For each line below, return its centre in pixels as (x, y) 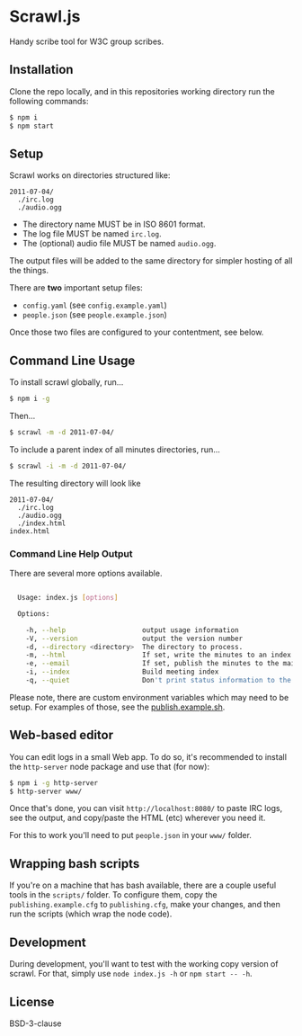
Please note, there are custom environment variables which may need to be (149, 697)
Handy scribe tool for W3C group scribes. (87, 41)
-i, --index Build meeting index (122, 672)
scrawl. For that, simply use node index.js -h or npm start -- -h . (131, 974)
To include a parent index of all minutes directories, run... (115, 449)
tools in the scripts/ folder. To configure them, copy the (113, 895)
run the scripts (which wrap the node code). (91, 914)
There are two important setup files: (76, 288)
